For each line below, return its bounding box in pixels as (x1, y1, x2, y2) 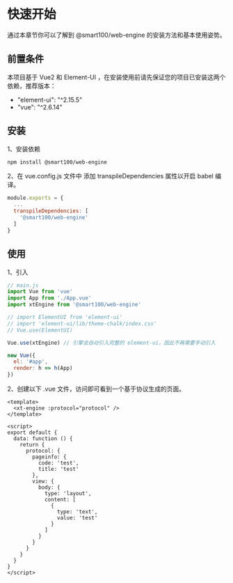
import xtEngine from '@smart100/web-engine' (7, 301, 141, 309)
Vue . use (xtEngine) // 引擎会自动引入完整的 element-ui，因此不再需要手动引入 (7, 339, 216, 346)
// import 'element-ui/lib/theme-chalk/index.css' (7, 320, 157, 327)
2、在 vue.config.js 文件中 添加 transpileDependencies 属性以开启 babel (7, 172, 214, 180)
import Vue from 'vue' (7, 288, 73, 295)
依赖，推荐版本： (7, 81, 56, 90)
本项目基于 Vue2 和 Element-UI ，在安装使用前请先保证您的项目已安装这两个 (7, 72, 226, 81)
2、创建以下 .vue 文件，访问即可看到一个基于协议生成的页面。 (7, 384, 186, 393)
